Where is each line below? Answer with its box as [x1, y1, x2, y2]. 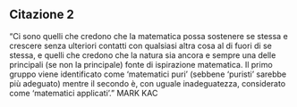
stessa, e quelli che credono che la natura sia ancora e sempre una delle [9, 49, 276, 61]
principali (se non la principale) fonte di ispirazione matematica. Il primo [9, 59, 273, 70]
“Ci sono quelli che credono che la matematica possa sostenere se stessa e [9, 30, 288, 41]
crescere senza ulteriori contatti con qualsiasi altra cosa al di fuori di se [9, 40, 273, 51]
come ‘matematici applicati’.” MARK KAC [9, 87, 158, 98]
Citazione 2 [9, 7, 74, 22]
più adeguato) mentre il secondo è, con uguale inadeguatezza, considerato [9, 78, 286, 88]
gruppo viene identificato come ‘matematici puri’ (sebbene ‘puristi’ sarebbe [9, 69, 287, 79]
